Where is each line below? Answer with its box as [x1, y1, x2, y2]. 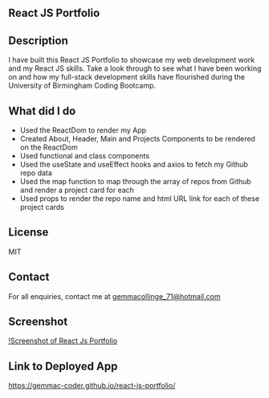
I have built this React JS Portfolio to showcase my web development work [8, 55, 255, 65]
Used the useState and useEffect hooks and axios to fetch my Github [19, 160, 249, 170]
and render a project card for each [19, 185, 135, 195]
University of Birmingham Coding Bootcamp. [8, 80, 157, 91]
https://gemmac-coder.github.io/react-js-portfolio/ [8, 381, 176, 391]
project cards [19, 203, 64, 212]
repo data [19, 168, 52, 178]
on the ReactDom [19, 142, 78, 152]
